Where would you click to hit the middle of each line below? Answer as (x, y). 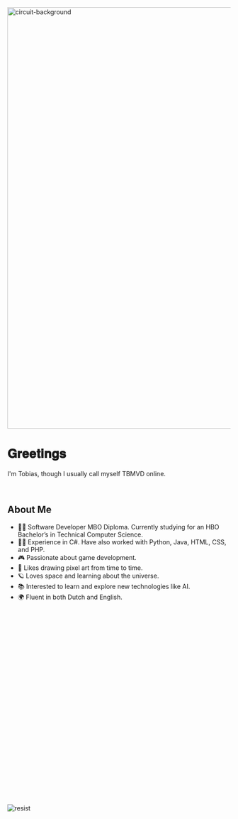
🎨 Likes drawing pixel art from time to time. (80, 568)
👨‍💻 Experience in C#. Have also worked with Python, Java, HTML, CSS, (122, 542)
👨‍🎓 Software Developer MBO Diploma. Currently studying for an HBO (118, 527)
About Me (29, 510)
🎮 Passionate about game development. (77, 557)
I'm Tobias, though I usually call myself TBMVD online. (87, 473)
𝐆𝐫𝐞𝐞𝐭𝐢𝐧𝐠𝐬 (37, 454)
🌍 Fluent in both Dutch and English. (70, 597)
